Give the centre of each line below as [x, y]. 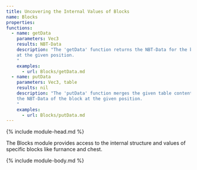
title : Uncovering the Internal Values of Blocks [68, 11]
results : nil [33, 88]
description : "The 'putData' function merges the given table [94, 93]
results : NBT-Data [39, 45]
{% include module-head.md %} [45, 132]
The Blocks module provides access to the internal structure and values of [96, 143]
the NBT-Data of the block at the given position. [80, 98]
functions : [19, 28]
